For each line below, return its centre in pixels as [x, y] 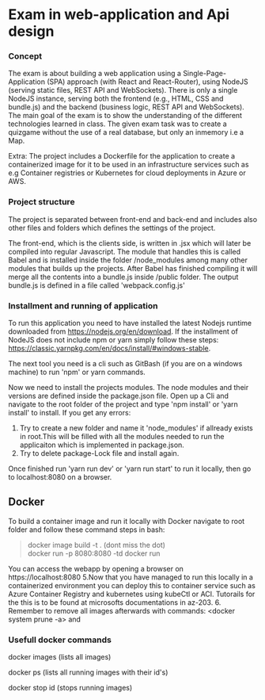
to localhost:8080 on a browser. [60, 477]
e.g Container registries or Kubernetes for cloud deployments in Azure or [127, 173]
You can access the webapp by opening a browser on [96, 568]
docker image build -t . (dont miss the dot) [97, 545]
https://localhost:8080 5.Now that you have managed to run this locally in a [131, 577]
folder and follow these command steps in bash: [87, 530]
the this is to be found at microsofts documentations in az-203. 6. [115, 602]
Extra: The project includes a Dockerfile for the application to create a [122, 156]
